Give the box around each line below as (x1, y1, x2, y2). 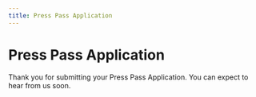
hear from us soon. (8, 80, 71, 90)
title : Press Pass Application (8, 11, 113, 20)
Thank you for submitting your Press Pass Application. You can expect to (8, 72, 249, 82)
